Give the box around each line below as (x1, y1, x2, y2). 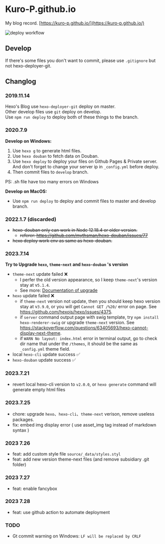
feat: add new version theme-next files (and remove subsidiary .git (12, 456, 150, 463)
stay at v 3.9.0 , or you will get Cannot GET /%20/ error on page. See (19, 304, 157, 310)
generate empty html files (12, 386, 66, 393)
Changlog (5, 77, 36, 86)
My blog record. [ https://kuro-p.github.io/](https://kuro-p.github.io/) (5, 20, 145, 26)
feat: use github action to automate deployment (12, 509, 110, 515)
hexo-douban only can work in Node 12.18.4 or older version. (12, 227, 138, 233)
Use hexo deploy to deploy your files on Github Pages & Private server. (12, 158, 158, 164)
